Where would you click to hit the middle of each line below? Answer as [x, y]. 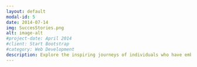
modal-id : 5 [21, 17]
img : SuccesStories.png [35, 28]
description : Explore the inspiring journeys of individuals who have [94, 55]
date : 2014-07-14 [27, 22]
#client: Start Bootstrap [38, 44]
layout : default [26, 11]
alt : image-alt [25, 33]
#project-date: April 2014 [39, 38]
